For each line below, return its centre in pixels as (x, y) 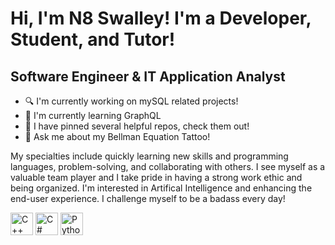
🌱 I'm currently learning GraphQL (93, 115)
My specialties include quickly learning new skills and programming (149, 156)
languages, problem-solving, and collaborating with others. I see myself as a (168, 166)
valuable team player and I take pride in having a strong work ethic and (156, 177)
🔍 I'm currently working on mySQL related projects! (131, 101)
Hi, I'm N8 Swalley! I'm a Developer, (161, 18)
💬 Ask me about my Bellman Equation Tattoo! (117, 136)
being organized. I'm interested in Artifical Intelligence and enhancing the (161, 188)
